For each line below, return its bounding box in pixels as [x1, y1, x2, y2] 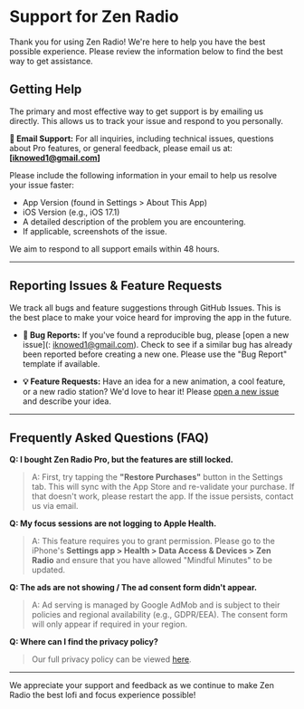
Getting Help [9, 81, 82, 97]
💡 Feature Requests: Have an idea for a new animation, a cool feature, [22, 376, 286, 387]
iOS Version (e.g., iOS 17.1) [22, 206, 120, 217]
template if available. [22, 358, 100, 369]
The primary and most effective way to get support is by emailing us [9, 106, 264, 117]
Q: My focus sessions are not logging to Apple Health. [9, 518, 217, 529]
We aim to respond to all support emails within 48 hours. [9, 243, 220, 254]
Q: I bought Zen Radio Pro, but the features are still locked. [9, 455, 233, 465]
